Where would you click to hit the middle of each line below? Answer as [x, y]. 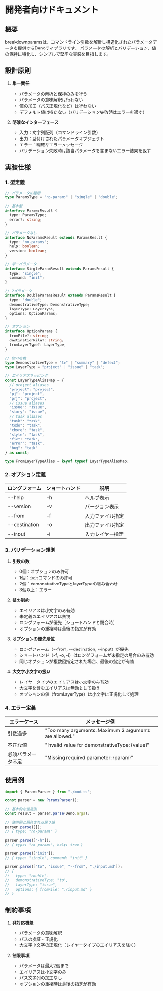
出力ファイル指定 [104, 525]
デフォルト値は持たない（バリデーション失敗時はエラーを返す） [83, 112]
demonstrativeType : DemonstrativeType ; [50, 304]
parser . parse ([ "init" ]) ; [30, 853]
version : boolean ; [28, 251]
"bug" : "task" [24, 448]
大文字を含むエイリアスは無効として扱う [60, 688]
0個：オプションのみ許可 [44, 572]
